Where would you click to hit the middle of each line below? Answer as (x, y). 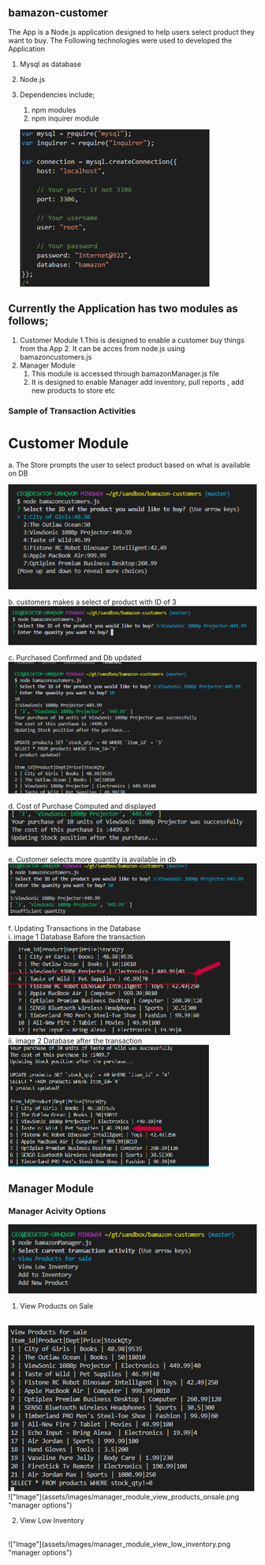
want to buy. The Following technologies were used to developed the (120, 40)
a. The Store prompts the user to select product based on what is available (129, 465)
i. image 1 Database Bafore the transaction (77, 936)
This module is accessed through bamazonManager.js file (125, 373)
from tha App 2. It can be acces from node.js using (102, 348)
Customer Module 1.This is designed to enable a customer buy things (132, 340)
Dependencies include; (57, 95)
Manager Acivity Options (57, 1212)
